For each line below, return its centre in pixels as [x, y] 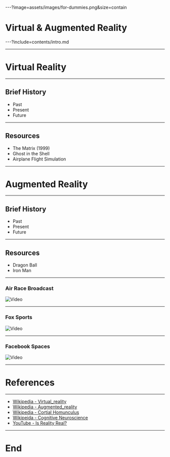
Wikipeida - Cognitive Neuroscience [50, 417]
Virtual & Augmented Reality [66, 28]
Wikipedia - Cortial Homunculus [46, 412]
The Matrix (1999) [31, 148]
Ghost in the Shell [31, 153]
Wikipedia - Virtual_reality [39, 401]
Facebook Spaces [28, 346]
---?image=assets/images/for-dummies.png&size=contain [66, 7]
